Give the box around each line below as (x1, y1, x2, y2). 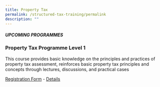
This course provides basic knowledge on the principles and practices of (5, 56, 155, 62)
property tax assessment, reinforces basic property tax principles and (5, 61, 149, 67)
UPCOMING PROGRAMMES (5, 32, 63, 38)
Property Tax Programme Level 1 (5, 44, 86, 51)
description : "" (5, 16, 39, 21)
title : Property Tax (5, 7, 48, 12)
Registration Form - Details (5, 76, 60, 82)
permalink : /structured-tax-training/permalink (5, 12, 106, 17)
